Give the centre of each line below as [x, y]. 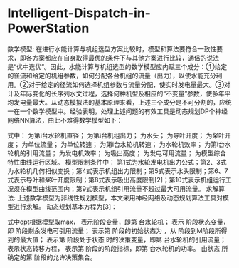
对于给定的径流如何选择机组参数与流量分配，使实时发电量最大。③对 [129, 84]
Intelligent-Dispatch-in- [79, 13]
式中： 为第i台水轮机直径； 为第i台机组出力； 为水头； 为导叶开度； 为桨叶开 [119, 135]
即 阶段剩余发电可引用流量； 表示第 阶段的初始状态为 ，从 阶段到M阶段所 [115, 230]
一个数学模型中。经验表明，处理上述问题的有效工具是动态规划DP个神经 [124, 111]
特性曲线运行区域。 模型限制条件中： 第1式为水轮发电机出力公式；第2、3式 [117, 162]
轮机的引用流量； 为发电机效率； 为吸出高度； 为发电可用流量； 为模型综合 [117, 153]
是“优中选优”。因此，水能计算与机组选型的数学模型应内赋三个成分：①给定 [117, 66]
